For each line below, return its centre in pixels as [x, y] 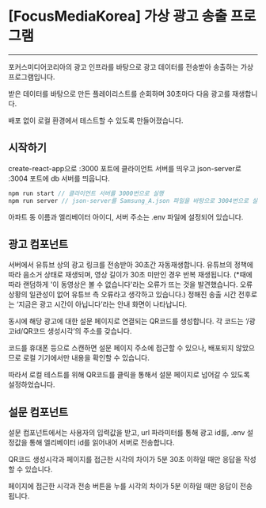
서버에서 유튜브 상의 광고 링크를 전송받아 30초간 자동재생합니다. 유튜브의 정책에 [131, 265]
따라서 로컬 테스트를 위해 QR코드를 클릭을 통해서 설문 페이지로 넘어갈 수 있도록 [129, 375]
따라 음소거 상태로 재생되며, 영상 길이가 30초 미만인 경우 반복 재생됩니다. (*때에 [131, 275]
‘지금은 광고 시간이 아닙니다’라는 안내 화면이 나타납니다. [102, 304]
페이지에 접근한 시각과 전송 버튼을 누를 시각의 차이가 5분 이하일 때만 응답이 [123, 486]
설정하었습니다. [32, 384]
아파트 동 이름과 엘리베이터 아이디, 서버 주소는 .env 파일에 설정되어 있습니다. [126, 217]
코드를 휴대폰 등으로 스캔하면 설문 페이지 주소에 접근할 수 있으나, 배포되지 [121, 348]
